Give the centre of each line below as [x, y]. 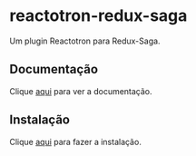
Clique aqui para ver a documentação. [81, 91]
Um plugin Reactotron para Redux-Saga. [85, 41]
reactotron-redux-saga [98, 16]
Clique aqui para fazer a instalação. [76, 141]
